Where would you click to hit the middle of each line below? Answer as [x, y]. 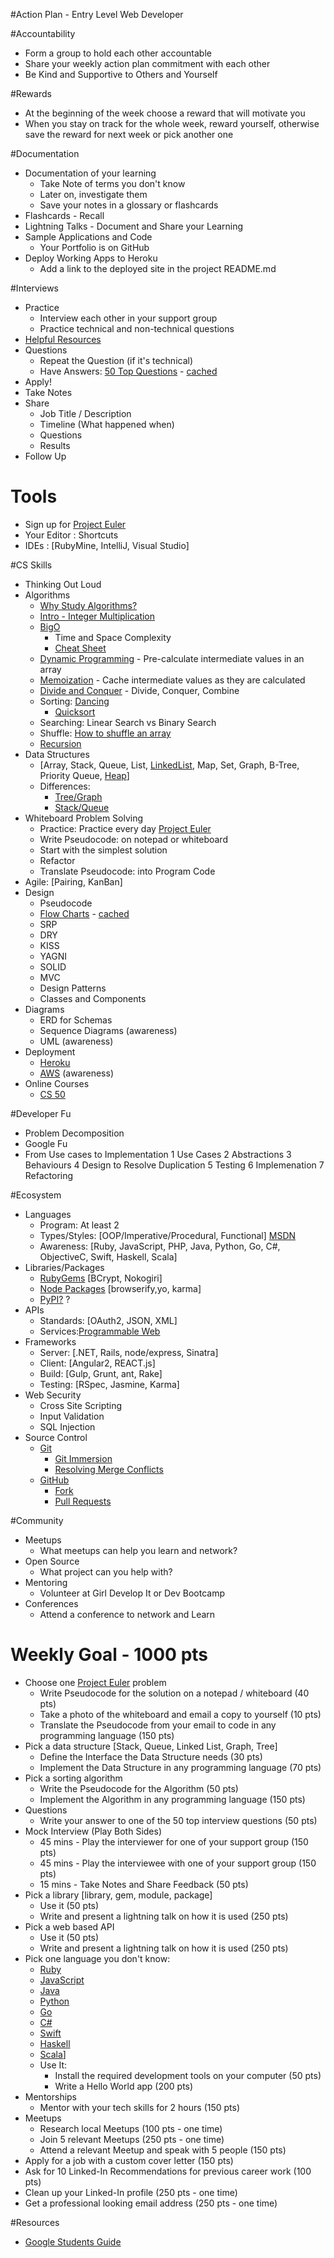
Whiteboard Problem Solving [84, 818]
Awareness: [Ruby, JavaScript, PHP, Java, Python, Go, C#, [160, 1246]
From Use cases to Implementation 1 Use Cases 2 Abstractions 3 [158, 1154]
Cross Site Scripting [81, 1405]
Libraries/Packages [64, 1267]
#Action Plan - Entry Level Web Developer [97, 14]
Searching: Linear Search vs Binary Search [128, 722]
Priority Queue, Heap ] [84, 775]
